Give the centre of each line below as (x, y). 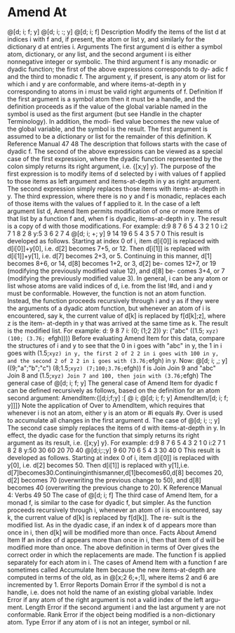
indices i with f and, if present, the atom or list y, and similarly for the (106, 39)
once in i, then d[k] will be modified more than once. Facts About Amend (112, 532)
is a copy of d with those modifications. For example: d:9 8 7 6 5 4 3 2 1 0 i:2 (117, 226)
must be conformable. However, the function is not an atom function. (107, 293)
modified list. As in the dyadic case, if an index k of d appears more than (112, 525)
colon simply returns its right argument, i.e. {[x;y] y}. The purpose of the (112, 166)
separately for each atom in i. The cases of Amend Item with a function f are (117, 562)
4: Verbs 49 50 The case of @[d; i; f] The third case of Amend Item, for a (113, 495)
